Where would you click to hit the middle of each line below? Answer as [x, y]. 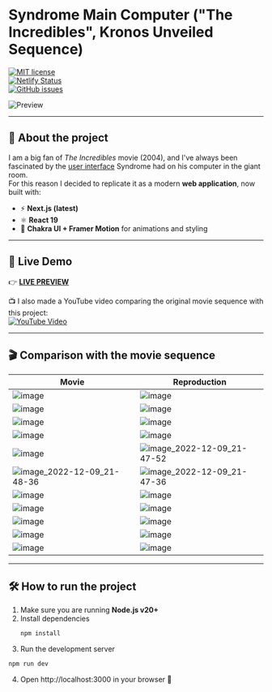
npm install [40, 634]
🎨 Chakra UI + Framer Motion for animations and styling [114, 228]
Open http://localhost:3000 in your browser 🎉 [96, 679]
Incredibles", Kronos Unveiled [111, 32]
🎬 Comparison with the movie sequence [112, 355]
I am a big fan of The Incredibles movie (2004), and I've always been [123, 157]
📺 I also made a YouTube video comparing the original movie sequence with [136, 301]
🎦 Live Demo [40, 262]
